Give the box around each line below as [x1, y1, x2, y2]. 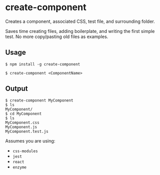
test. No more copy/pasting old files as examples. [5, 33, 108, 40]
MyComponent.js [5, 124, 37, 129]
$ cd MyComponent [5, 111, 42, 116]
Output [5, 84, 28, 93]
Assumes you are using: [5, 137, 56, 144]
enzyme [12, 164, 27, 170]
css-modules [12, 149, 38, 154]
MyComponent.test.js [5, 129, 49, 134]
